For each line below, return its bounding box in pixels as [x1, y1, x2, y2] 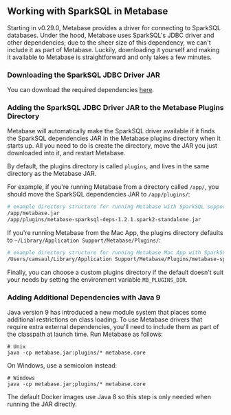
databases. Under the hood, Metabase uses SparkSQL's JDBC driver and [7, 31, 214, 39]
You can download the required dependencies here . [7, 86, 155, 94]
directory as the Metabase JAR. [7, 170, 97, 178]
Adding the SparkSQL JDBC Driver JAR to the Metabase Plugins [7, 103, 225, 113]
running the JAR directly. [7, 400, 78, 408]
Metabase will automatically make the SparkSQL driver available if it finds [7, 127, 215, 135]
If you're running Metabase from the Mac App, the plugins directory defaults [7, 229, 223, 237]
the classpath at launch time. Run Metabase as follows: [7, 330, 164, 339]
